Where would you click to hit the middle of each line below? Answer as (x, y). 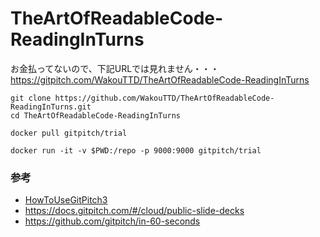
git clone (31, 98)
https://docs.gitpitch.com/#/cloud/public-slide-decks (134, 211)
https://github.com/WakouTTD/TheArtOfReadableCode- (164, 98)
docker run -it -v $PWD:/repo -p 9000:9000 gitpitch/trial (136, 150)
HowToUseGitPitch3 (66, 200)
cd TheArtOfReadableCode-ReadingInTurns (96, 115)
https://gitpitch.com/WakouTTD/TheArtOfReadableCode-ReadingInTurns (160, 79)
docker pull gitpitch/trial (69, 133)
